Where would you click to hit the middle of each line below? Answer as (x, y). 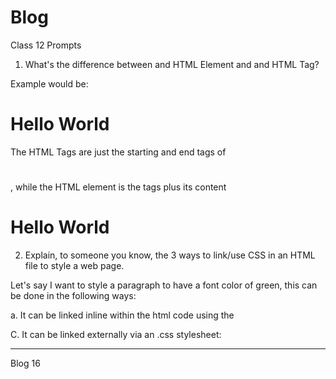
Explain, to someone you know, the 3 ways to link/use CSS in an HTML (170, 255)
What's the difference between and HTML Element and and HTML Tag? (172, 64)
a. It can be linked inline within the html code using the (122, 315)
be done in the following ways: (73, 295)
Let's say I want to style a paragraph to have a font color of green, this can (164, 285)
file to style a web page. (74, 265)
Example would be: (49, 83)
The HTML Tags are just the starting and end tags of (118, 152)
